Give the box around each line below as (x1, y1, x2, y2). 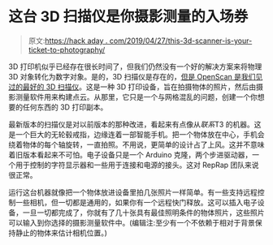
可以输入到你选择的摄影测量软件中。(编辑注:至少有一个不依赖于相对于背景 (8, 217, 256, 227)
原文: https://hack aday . (28, 36, 108, 45)
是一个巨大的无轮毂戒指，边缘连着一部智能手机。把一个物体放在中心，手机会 (8, 129, 265, 139)
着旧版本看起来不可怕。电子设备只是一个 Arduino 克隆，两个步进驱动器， (8, 149, 253, 159)
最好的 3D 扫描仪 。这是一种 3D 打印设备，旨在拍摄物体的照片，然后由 (22, 82, 257, 92)
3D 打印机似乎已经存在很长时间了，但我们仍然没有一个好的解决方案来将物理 (8, 62, 262, 71)
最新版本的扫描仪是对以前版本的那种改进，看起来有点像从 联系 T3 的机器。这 (8, 119, 262, 129)
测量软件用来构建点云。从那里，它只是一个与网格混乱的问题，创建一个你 (15, 92, 258, 101)
